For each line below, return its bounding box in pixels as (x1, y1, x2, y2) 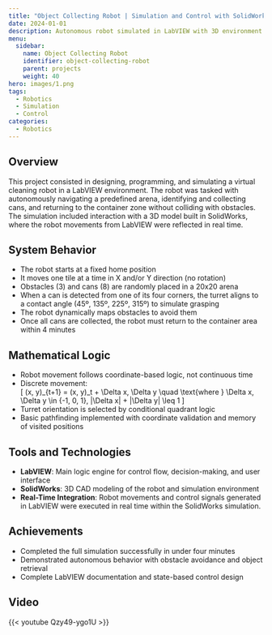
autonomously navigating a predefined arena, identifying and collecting (8, 194, 247, 204)
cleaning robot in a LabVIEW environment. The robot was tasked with (8, 185, 239, 195)
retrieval (19, 563, 49, 573)
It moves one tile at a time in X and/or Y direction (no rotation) (19, 273, 227, 283)
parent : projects (23, 65, 82, 73)
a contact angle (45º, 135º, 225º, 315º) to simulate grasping (19, 299, 220, 309)
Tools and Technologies (8, 445, 132, 459)
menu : (8, 34, 27, 43)
